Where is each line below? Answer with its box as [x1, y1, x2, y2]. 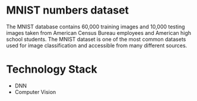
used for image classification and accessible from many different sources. [6, 42, 188, 49]
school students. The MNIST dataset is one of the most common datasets [6, 35, 186, 43]
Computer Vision [14, 88, 56, 95]
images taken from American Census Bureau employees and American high [6, 29, 192, 36]
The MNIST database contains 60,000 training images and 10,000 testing [6, 23, 185, 30]
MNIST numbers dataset [6, 4, 129, 17]
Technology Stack [6, 63, 98, 76]
